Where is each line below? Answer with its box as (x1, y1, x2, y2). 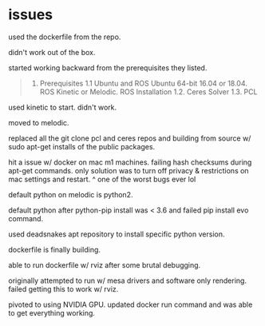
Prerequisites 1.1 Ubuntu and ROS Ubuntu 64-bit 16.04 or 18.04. (39, 78, 247, 88)
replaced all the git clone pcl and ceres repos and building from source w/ (8, 133, 251, 143)
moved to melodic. (8, 117, 69, 127)
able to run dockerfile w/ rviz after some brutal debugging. (8, 260, 201, 269)
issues (8, 6, 53, 24)
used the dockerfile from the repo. (8, 32, 121, 42)
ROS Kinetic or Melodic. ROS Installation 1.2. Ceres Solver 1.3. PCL (39, 86, 258, 97)
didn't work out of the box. (8, 47, 96, 57)
